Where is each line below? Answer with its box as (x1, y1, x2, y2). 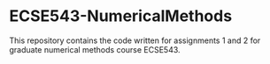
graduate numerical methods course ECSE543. (9, 44, 181, 54)
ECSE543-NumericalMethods (9, 6, 233, 26)
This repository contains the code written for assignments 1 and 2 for (9, 35, 261, 46)
